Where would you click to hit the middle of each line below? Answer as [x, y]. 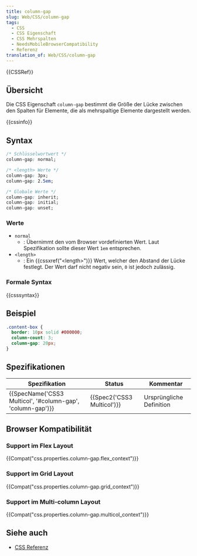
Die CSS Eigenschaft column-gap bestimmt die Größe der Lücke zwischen [94, 105]
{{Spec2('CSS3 [111, 397]
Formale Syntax [29, 282]
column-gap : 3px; [27, 176]
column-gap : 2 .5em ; [30, 181]
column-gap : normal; [31, 160]
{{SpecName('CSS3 [37, 393]
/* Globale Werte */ [31, 191]
